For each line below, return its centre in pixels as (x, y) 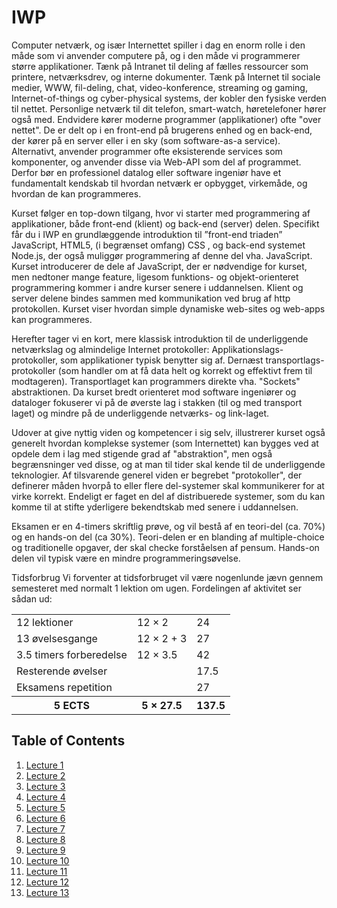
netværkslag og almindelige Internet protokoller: (110, 349)
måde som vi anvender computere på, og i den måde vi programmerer (156, 55)
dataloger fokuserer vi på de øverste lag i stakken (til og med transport (157, 402)
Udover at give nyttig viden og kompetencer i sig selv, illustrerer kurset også (168, 432)
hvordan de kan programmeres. (76, 193)
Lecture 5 (45, 807)
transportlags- (295, 360)
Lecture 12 (47, 882)
